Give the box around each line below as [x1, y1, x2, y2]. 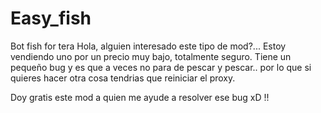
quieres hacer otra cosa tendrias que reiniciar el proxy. [10, 72, 236, 84]
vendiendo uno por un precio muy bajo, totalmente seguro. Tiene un [10, 50, 292, 62]
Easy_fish [10, 7, 92, 30]
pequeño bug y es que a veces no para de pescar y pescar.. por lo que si [10, 61, 312, 73]
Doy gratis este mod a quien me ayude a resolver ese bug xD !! [10, 91, 270, 103]
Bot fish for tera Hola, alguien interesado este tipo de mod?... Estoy [10, 40, 287, 52]
